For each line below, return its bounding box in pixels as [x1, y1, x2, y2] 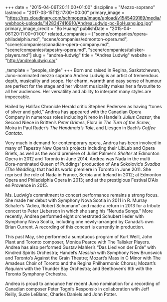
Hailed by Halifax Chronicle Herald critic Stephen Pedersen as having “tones [5, 104, 162, 109]
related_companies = [47, 31, 91, 37]
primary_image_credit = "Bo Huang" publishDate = [5, 26, 109, 32]
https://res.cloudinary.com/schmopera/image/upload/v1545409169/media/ [7, 15, 161, 21]
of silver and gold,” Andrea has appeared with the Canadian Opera [5, 109, 142, 115]
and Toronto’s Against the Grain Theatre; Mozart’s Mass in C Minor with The [5, 255, 161, 261]
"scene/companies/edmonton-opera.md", [41, 36, 128, 42]
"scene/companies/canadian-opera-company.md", [5, 42, 110, 47]
